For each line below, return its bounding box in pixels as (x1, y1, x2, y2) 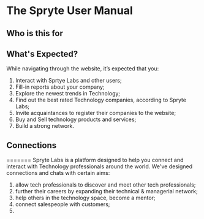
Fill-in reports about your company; (15, 83, 105, 91)
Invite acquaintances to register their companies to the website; (15, 109, 176, 117)
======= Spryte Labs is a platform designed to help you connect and (6, 157, 184, 164)
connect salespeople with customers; (15, 201, 110, 208)
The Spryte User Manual (6, 4, 133, 18)
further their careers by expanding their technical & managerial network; (15, 188, 198, 195)
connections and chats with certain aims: (6, 169, 110, 177)
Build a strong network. (15, 122, 75, 130)
